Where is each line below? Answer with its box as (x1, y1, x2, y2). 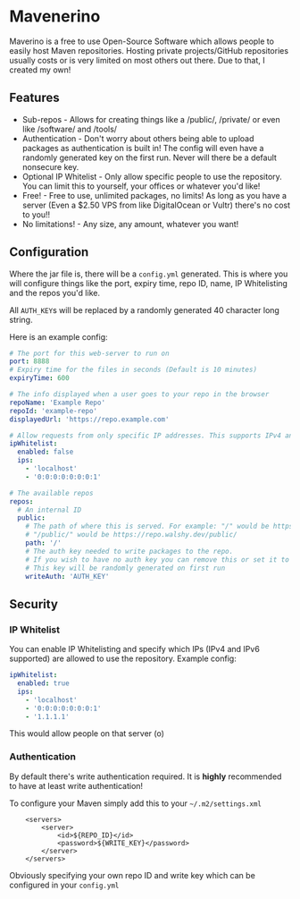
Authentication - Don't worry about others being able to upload (21, 132, 254, 144)
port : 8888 (9, 357, 50, 366)
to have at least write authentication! (9, 780, 144, 791)
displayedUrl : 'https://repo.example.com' (9, 414, 170, 424)
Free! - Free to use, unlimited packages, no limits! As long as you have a (21, 190, 287, 200)
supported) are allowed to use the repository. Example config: (9, 653, 237, 664)
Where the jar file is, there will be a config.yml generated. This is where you (9, 268, 288, 279)
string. (9, 314, 33, 325)
